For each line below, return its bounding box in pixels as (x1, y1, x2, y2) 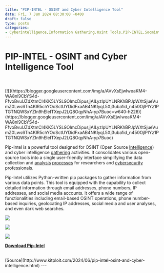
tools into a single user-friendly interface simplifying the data (20, 155, 143, 160)
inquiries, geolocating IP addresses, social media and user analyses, (19, 200, 156, 206)
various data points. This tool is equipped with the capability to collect (5, 180, 146, 185)
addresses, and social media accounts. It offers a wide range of (5, 190, 133, 196)
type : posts (5, 21, 29, 26)
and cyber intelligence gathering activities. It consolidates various (5, 149, 138, 155)
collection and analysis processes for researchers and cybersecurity (5, 159, 143, 165)
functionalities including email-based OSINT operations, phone (5, 195, 132, 201)
